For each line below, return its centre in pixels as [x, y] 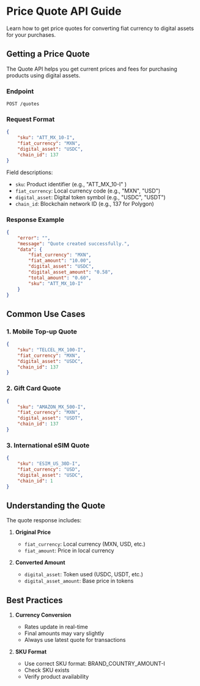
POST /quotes [23, 104]
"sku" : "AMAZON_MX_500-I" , [52, 407]
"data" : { [30, 250]
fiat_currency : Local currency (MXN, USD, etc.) [85, 544]
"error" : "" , [34, 238]
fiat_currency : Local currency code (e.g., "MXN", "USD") [88, 191]
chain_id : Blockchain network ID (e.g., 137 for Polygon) [84, 204]
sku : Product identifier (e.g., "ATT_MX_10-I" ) [71, 184]
